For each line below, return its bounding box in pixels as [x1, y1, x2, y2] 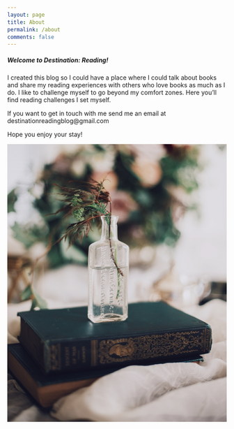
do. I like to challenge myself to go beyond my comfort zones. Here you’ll [7, 88, 217, 97]
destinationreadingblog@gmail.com [7, 117, 109, 125]
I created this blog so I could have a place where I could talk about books [7, 73, 217, 82]
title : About [7, 18, 45, 26]
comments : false [7, 34, 54, 41]
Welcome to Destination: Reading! [7, 56, 109, 64]
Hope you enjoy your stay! [7, 130, 83, 139]
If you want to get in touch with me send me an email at [7, 109, 166, 118]
